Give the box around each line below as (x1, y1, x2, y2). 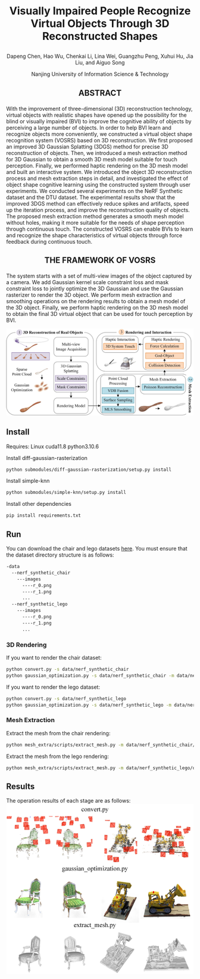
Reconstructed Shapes (42, 30, 158, 43)
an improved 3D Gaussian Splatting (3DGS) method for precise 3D (6, 143, 168, 150)
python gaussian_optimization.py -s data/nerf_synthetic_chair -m (6, 672, 174, 679)
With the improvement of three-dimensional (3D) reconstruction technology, (6, 105, 193, 112)
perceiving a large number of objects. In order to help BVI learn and (6, 124, 171, 131)
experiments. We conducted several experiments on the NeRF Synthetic (6, 187, 183, 194)
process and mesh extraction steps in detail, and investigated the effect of (6, 175, 189, 182)
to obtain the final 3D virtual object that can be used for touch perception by (6, 310, 193, 317)
